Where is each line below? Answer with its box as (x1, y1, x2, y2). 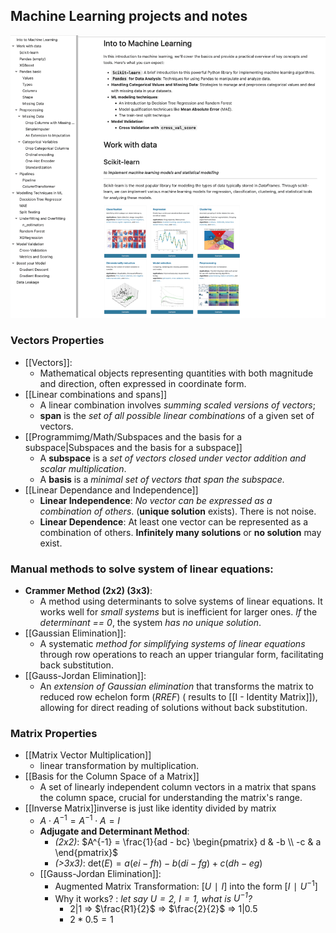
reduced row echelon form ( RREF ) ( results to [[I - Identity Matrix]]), (39, 690, 318, 703)
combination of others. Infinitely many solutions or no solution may (39, 526, 322, 538)
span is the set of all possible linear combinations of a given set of (39, 409, 315, 421)
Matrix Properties (10, 726, 98, 740)
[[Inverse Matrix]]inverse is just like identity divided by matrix (24, 802, 277, 814)
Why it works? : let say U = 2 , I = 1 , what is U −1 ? (54, 890, 253, 904)
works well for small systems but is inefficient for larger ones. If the (39, 605, 318, 618)
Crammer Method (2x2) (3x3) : (24, 584, 153, 596)
